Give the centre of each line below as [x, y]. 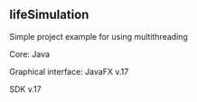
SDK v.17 [26, 88]
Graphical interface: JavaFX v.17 [69, 71]
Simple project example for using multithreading [98, 36]
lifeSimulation [49, 15]
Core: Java [30, 54]
